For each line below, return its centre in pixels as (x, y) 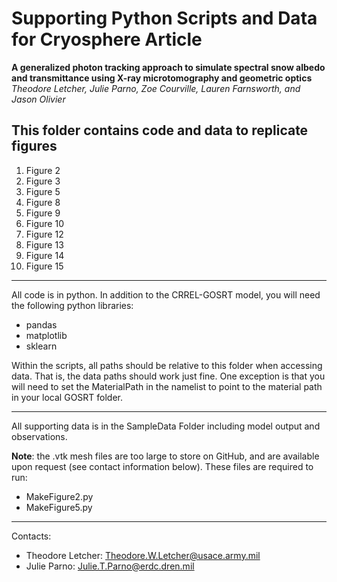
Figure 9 (43, 213)
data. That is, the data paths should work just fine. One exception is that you (168, 376)
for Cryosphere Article (107, 39)
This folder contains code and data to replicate (160, 130)
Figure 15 (44, 266)
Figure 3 (43, 181)
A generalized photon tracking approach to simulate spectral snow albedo (168, 67)
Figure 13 (44, 244)
